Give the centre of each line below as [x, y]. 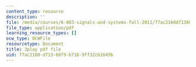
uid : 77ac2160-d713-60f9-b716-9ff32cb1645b [60, 55]
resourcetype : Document [35, 44]
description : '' [26, 17]
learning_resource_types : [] [41, 33]
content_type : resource [35, 11]
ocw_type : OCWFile [28, 38]
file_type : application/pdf [40, 28]
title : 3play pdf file [34, 50]
